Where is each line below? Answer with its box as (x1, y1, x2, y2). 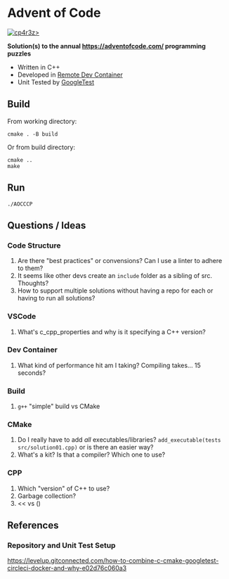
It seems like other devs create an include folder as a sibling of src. (17, 272, 213, 280)
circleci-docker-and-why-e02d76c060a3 (7, 564, 127, 573)
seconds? (17, 368, 46, 377)
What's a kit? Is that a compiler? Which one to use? (17, 450, 166, 459)
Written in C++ (17, 63, 60, 71)
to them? (17, 264, 44, 272)
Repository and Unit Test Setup (7, 540, 116, 550)
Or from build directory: (7, 143, 76, 151)
